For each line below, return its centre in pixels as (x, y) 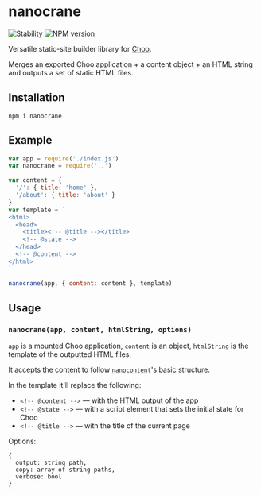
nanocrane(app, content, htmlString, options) (100, 329)
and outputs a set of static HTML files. (71, 72)
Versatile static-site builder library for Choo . (80, 48)
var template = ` (37, 210)
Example (30, 140)
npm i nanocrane (35, 116)
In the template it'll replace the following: (75, 385)
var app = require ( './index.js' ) (64, 159)
